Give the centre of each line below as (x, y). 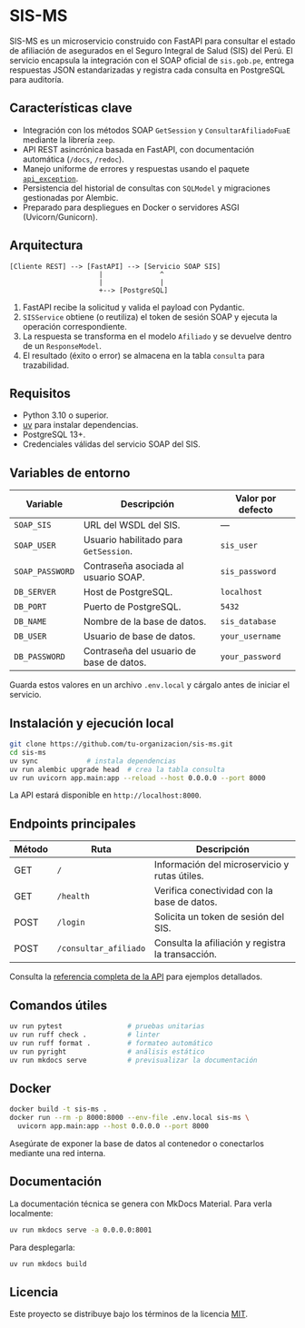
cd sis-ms (28, 752)
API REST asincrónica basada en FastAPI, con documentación (138, 149)
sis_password (248, 572)
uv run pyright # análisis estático (107, 1051)
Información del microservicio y (221, 865)
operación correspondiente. (74, 326)
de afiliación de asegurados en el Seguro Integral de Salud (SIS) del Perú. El (151, 50)
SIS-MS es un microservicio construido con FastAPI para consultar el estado (152, 41)
